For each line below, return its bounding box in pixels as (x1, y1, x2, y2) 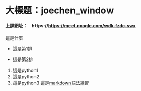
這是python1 (12, 67, 38, 74)
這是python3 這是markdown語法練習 (12, 80, 89, 86)
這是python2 (12, 74, 40, 80)
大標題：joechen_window (5, 5, 114, 16)
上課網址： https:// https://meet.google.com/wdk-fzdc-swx (5, 22, 136, 28)
